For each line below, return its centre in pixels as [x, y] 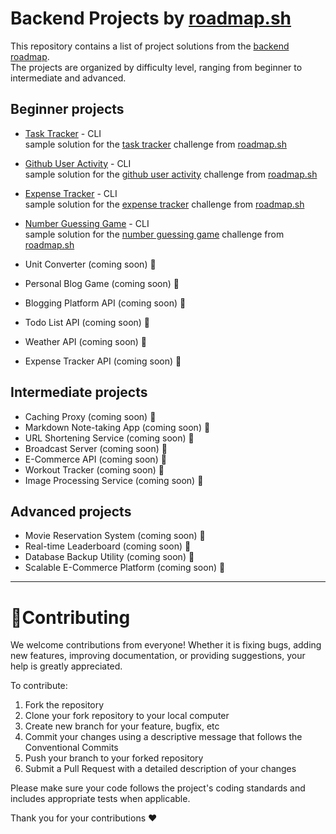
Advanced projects [71, 511]
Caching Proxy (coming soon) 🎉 [90, 416]
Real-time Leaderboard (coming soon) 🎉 [108, 546]
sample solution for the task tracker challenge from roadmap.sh [155, 144]
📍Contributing [70, 617]
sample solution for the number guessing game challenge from [154, 234]
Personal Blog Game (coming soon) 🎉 [102, 283]
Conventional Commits [71, 748]
